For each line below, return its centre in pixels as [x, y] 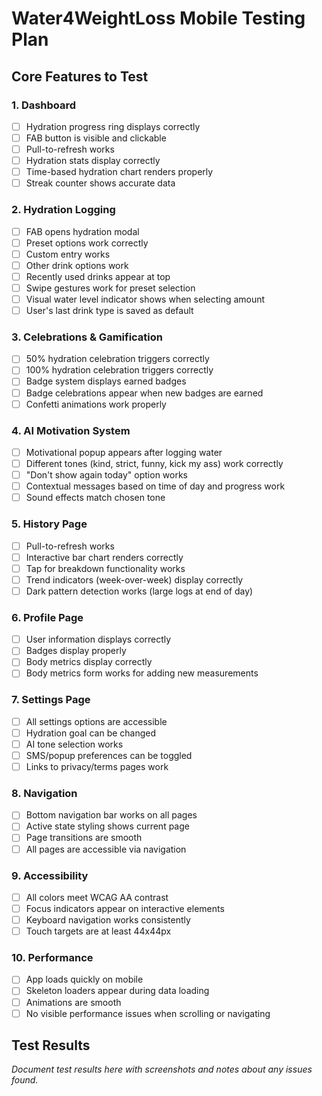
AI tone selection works [74, 744]
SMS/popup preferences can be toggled [109, 755]
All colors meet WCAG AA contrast [97, 897]
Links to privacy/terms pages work [97, 766]
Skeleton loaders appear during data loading [117, 991]
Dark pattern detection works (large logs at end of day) [139, 591]
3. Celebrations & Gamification [87, 337]
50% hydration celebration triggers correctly [117, 359]
